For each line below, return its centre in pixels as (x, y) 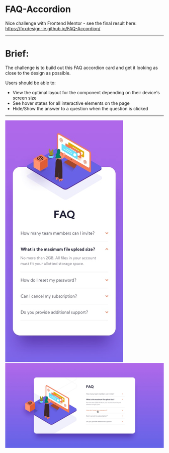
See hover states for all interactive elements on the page (71, 103)
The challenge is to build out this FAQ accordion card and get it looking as (82, 68)
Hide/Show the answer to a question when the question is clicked (80, 108)
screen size (24, 98)
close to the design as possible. (38, 73)
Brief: (17, 54)
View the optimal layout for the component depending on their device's (86, 92)
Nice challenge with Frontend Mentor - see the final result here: (71, 23)
